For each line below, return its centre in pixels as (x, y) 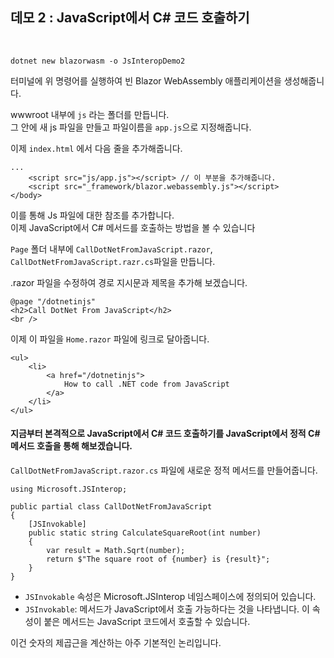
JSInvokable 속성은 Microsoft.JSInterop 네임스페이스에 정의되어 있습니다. (170, 597)
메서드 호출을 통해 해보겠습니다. (71, 446)
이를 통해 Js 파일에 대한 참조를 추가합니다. (92, 215)
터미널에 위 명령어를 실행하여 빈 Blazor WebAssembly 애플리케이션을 (146, 80)
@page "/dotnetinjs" (53, 301)
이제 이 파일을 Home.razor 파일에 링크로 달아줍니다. (110, 339)
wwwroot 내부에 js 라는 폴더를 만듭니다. (90, 114)
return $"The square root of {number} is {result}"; (158, 559)
